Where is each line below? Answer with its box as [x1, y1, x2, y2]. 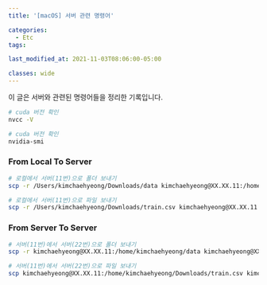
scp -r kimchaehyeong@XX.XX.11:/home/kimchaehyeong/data [8, 248, 201, 256]
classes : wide [8, 69, 56, 78]
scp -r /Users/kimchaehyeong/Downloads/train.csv [8, 204, 176, 212]
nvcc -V [8, 115, 34, 123]
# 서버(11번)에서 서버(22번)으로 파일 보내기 [8, 262, 137, 271]
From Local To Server [8, 156, 93, 167]
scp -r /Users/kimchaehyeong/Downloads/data [8, 182, 158, 189]
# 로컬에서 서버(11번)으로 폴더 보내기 [8, 174, 117, 182]
